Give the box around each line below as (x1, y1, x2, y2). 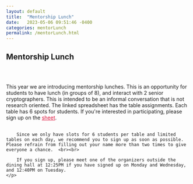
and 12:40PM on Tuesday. (6, 167, 66, 173)
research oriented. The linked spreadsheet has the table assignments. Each (6, 101, 188, 108)
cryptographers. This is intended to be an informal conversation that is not (6, 95, 185, 102)
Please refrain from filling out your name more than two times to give (6, 141, 187, 147)
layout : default (6, 8, 45, 15)
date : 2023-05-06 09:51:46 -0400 (6, 19, 93, 25)
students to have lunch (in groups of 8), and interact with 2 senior (6, 89, 164, 96)
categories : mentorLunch (6, 24, 66, 31)
